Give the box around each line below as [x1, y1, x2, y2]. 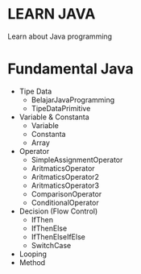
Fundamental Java [7, 60, 134, 78]
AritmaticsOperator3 [31, 181, 100, 190]
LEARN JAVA [7, 5, 96, 23]
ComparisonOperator [31, 189, 102, 198]
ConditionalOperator [31, 197, 100, 207]
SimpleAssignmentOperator [31, 155, 123, 164]
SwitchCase [31, 240, 72, 250]
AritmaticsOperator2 [31, 172, 100, 181]
